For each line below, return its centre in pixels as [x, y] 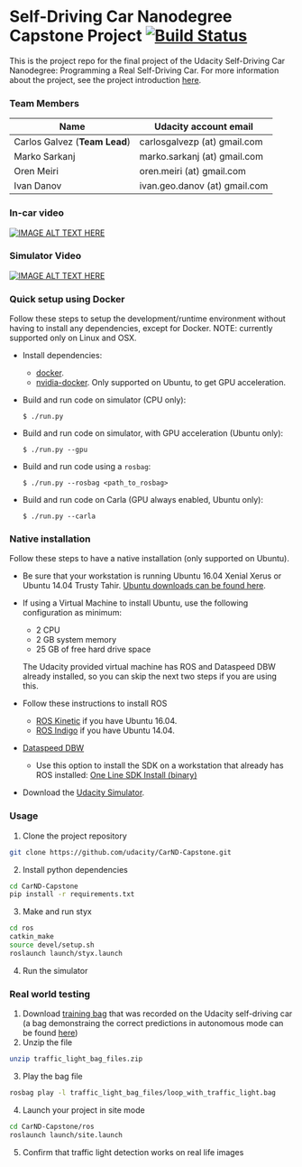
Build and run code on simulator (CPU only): [104, 400]
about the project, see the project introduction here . [105, 79]
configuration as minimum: [72, 613]
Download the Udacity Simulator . [83, 792]
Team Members [44, 103]
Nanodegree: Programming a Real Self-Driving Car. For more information [144, 70]
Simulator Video [46, 256]
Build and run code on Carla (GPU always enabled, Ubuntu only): [143, 500]
